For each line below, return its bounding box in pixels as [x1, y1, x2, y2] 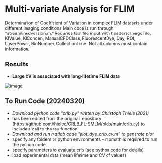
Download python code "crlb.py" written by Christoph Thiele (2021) [12, 110, 149, 116]
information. [5, 46, 30, 52]
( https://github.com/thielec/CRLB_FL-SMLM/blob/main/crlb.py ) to [12, 121, 145, 127]
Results [5, 60, 29, 68]
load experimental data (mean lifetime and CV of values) [12, 152, 127, 158]
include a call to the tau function [12, 126, 78, 131]
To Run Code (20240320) [5, 97, 85, 105]
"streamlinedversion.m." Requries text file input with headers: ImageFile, [5, 30, 151, 36]
